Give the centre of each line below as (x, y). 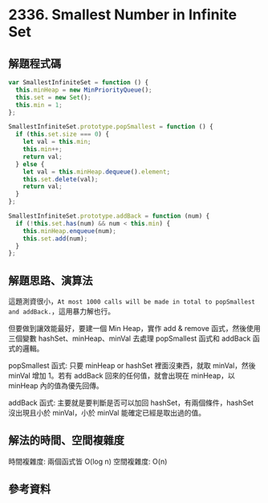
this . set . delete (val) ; (61, 179)
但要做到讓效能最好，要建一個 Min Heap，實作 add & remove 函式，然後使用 (134, 329)
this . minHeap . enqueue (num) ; (69, 231)
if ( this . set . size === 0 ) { (63, 134)
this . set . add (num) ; (55, 239)
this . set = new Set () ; (53, 97)
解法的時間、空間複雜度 (66, 441)
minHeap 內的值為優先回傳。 (56, 386)
